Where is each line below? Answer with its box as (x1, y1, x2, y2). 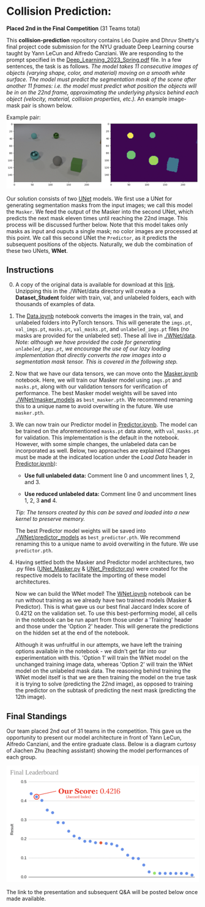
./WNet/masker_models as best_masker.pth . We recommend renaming (15, 396, 193, 403)
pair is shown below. (21, 101, 73, 109)
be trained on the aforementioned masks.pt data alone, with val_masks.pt (15, 428, 200, 435)
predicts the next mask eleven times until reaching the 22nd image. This (6, 214, 188, 222)
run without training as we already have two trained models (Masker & (15, 596, 192, 604)
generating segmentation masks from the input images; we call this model (6, 201, 193, 209)
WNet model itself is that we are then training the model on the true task (15, 674, 197, 681)
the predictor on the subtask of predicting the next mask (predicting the (15, 687, 196, 694)
